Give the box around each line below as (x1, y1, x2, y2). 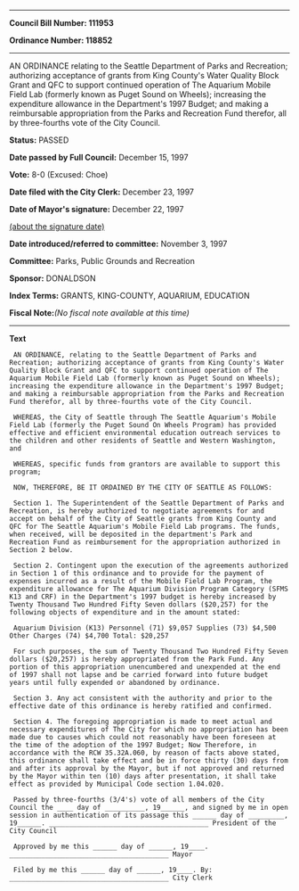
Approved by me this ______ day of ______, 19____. (12, 842, 209, 851)
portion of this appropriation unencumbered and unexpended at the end (9, 663, 280, 672)
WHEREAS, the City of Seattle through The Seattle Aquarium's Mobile (12, 413, 277, 422)
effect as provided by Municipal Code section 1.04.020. (9, 780, 225, 788)
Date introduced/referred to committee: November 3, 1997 (9, 238, 228, 249)
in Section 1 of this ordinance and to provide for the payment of (9, 569, 265, 578)
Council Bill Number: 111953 (9, 18, 114, 28)
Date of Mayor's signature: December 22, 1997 (9, 204, 184, 214)
